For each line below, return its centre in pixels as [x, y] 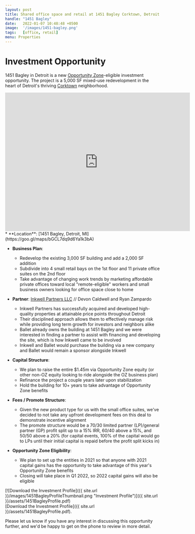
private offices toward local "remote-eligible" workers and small [84, 284]
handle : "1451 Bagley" [28, 19]
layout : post [18, 10]
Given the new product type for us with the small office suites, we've [89, 409]
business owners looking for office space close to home [77, 289]
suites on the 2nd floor [43, 273]
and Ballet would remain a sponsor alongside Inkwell [73, 350]
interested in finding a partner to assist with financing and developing [90, 334]
